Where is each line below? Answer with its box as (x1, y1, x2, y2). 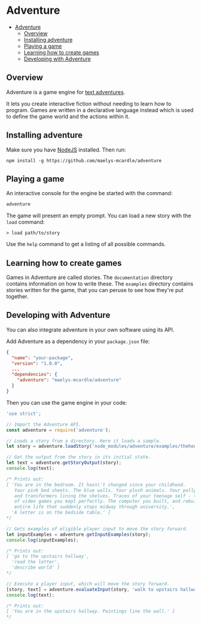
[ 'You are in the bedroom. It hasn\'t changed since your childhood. (6, 481, 186, 488)
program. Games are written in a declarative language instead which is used (6, 106, 194, 114)
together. (6, 293, 29, 300)
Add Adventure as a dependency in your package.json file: (6, 338, 150, 345)
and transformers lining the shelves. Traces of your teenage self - (14, 493, 191, 499)
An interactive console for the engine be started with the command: (6, 190, 173, 197)
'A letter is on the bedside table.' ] (11, 509, 111, 515)
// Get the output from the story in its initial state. (6, 454, 151, 460)
